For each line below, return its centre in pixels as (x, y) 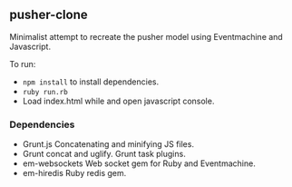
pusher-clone (49, 15)
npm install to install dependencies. (91, 82)
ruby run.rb (45, 92)
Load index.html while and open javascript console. (118, 101)
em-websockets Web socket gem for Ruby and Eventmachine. (139, 163)
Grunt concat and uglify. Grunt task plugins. (104, 154)
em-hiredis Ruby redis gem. (74, 173)
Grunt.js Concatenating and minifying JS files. (108, 144)
